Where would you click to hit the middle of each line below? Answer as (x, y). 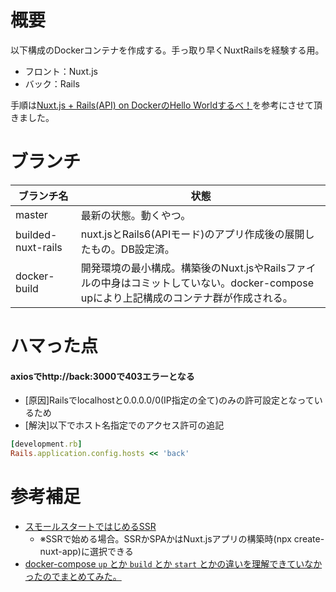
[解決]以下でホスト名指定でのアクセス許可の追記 (124, 425)
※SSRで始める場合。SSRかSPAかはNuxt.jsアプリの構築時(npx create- (182, 538)
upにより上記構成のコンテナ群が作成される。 (186, 298)
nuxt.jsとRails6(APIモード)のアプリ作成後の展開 (192, 234)
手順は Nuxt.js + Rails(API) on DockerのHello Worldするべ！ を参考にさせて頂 (166, 105)
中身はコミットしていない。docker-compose (207, 283)
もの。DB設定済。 (132, 249)
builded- (36, 234)
